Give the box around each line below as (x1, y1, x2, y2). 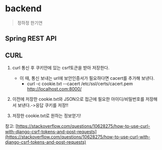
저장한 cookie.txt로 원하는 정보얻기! (12, 113, 81, 119)
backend (5, 3, 42, 14)
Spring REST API (5, 34, 57, 43)
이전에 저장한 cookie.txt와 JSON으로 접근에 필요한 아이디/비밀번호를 (12, 96, 145, 102)
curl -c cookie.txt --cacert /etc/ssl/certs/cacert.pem (27, 81, 133, 87)
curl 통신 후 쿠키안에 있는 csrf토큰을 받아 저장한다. (12, 65, 110, 71)
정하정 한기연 (17, 20, 43, 26)
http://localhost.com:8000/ (27, 86, 82, 92)
